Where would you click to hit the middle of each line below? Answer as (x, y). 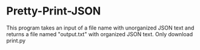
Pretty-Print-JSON (54, 11)
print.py (16, 40)
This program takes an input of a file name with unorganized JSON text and (100, 28)
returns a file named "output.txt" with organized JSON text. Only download (99, 34)
